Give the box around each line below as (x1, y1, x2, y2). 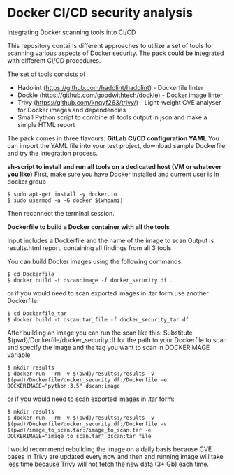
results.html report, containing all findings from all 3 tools (7, 243, 172, 252)
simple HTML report (17, 120, 75, 129)
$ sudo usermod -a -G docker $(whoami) (7, 197, 124, 204)
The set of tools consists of (7, 70, 86, 78)
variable (7, 351, 31, 359)
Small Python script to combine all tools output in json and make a (17, 113, 207, 122)
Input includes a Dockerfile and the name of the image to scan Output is (7, 236, 214, 244)
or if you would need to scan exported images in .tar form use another (7, 288, 210, 298)
